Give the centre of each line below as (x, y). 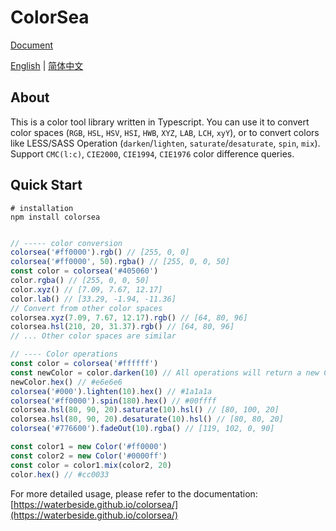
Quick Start (46, 185)
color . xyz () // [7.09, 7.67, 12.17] (86, 289)
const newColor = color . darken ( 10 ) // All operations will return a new (165, 372)
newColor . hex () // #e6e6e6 (66, 382)
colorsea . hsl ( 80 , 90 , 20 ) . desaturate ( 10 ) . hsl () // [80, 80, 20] (147, 419)
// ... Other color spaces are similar (93, 336)
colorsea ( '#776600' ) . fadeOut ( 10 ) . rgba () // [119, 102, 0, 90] (142, 429)
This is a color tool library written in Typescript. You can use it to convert (160, 122)
